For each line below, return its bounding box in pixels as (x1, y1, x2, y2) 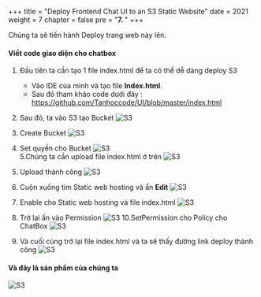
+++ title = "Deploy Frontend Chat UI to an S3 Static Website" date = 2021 (8, 7, 248, 16)
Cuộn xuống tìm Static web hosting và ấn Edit (19, 183, 169, 192)
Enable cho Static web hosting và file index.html (19, 198, 176, 207)
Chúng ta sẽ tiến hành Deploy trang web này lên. (8, 31, 167, 39)
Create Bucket (19, 128, 67, 138)
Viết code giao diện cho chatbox (8, 48, 117, 58)
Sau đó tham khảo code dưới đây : (31, 90, 144, 99)
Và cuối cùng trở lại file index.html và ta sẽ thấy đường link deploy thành (19, 236, 254, 247)
